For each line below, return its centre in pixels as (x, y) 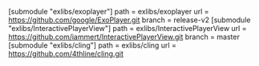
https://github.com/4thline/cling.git (66, 54)
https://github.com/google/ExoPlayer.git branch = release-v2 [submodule (129, 20)
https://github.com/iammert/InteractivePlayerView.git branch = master (124, 37)
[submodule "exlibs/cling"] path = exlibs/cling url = (92, 45)
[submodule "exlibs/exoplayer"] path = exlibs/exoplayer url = (109, 12)
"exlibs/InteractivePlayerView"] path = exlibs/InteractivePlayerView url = (127, 28)
